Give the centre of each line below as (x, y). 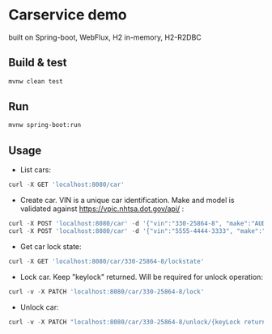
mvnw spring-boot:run (45, 125)
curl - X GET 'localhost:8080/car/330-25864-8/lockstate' (106, 261)
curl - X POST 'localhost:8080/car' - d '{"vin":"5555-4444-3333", (121, 231)
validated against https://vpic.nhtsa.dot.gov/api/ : (102, 209)
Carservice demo (68, 15)
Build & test (38, 63)
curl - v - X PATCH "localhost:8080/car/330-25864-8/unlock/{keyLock (125, 322)
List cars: (35, 170)
